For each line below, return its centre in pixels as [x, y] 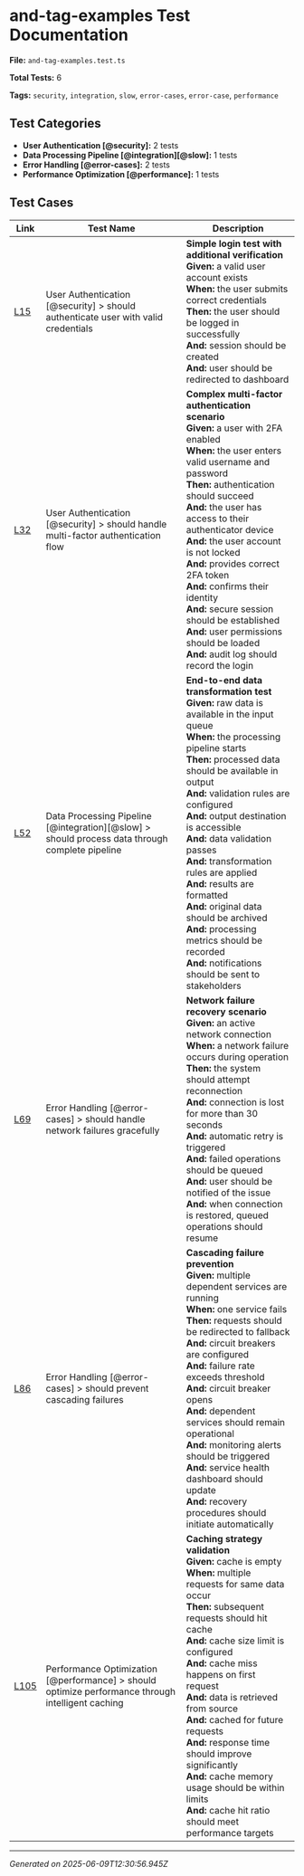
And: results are [220, 883]
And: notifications [224, 963]
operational [210, 1433]
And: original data [224, 906]
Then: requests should [234, 1320]
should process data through [107, 838]
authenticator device [230, 529]
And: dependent [221, 1411]
